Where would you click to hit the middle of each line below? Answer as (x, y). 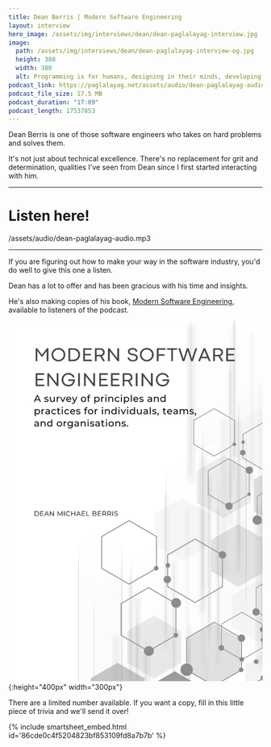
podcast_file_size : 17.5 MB (56, 94)
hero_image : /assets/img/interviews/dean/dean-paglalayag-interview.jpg (133, 34)
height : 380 (36, 60)
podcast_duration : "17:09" (54, 102)
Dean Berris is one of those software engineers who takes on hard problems (135, 135)
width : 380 (34, 69)
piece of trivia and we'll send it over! (69, 711)
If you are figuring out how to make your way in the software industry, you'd (134, 261)
